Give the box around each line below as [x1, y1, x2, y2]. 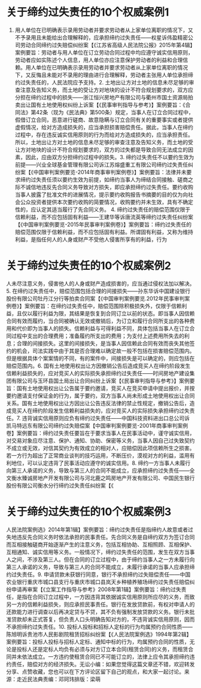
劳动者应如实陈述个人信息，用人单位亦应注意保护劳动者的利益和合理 [14, 56, 183, 63]
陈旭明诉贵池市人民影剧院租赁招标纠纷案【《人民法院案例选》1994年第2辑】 [6, 631, 192, 638]
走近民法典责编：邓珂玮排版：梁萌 [16, 675, 100, 683]
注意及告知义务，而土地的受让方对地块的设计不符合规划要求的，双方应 [20, 86, 193, 93]
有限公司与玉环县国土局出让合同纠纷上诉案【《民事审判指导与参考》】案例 [11, 377, 190, 384]
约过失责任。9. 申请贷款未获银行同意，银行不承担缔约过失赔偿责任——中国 [6, 571, 191, 578]
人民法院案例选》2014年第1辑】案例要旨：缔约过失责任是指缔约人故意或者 [6, 526, 188, 533]
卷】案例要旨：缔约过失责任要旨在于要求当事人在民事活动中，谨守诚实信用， [6, 429, 195, 437]
